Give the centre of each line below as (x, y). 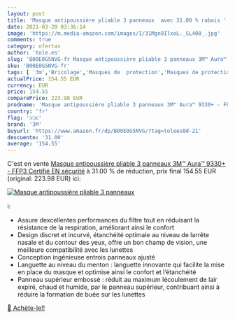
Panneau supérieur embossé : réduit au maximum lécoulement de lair (117, 280)
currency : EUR (28, 85)
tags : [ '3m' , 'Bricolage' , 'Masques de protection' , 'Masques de (103, 72)
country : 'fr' (28, 111)
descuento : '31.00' (36, 137)
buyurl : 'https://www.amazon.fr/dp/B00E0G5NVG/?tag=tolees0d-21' (104, 131)
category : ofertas (34, 46)
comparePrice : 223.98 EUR (45, 99)
